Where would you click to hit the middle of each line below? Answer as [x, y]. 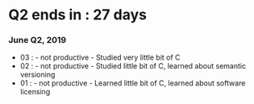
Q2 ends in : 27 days [78, 15]
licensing [35, 92]
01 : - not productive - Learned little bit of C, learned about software [133, 83]
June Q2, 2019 [37, 40]
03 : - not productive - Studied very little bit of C [100, 57]
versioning [37, 75]
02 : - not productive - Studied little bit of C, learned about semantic [133, 66]
